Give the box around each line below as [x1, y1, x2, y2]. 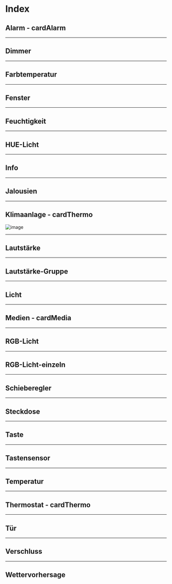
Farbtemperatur [5, 70, 57, 79]
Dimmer [5, 47, 32, 55]
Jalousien [5, 187, 37, 196]
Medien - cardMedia [5, 314, 72, 322]
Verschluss [5, 547, 42, 556]
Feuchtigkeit [5, 116, 46, 126]
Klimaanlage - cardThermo [5, 210, 93, 219]
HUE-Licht [5, 140, 39, 149]
